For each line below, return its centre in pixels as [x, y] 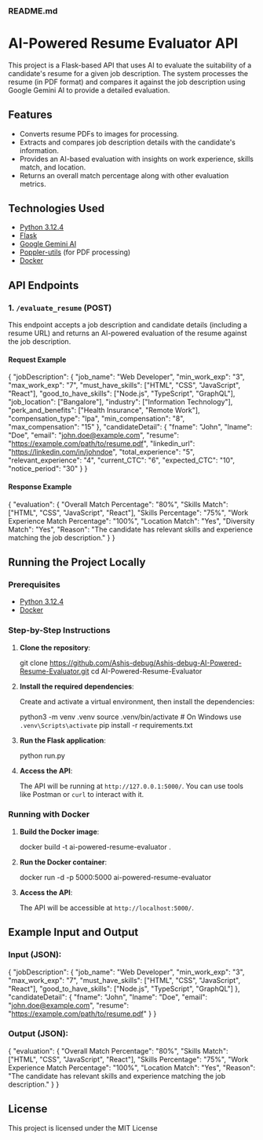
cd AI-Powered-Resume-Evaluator [146, 671]
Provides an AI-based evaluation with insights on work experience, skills [136, 159]
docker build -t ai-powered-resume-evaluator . [95, 846]
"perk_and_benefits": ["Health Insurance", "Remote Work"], [104, 411]
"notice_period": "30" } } [48, 469]
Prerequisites [34, 584]
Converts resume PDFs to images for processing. [99, 133]
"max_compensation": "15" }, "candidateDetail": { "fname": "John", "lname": [130, 427]
